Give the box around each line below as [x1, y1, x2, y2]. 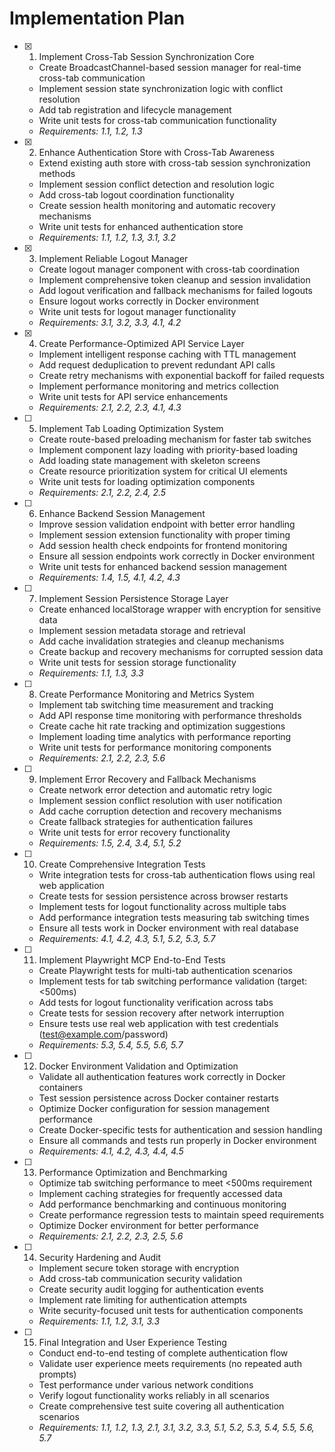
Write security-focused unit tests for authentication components [38, 1304, 304, 1316]
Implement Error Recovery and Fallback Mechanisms [38, 773, 257, 785]
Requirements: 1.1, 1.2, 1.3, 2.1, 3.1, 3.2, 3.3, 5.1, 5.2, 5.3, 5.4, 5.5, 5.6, [38, 1421, 315, 1433]
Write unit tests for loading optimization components [38, 475, 256, 487]
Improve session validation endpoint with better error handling [38, 518, 296, 530]
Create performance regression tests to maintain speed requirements [38, 1208, 325, 1221]
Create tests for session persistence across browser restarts [38, 890, 289, 902]
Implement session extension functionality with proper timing [38, 528, 291, 541]
